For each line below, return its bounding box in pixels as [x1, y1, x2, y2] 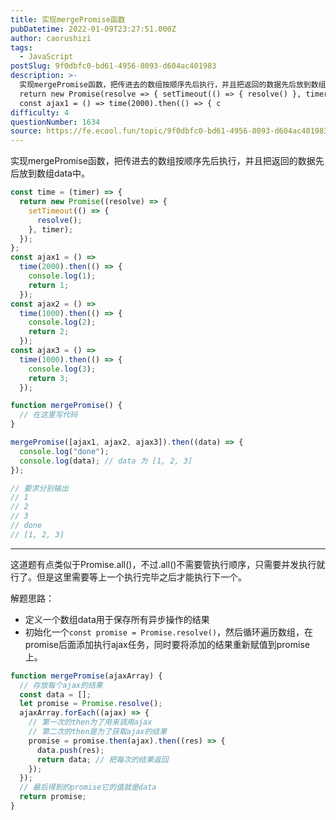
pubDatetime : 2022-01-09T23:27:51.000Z [10, 24, 177, 34]
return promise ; [19, 792, 87, 802]
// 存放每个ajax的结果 [19, 680, 103, 690]
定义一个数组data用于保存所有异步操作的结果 [24, 613, 210, 625]
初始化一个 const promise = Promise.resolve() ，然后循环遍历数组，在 [24, 626, 314, 638]
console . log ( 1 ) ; [28, 271, 97, 281]
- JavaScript [19, 52, 74, 62]
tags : [10, 42, 33, 53]
